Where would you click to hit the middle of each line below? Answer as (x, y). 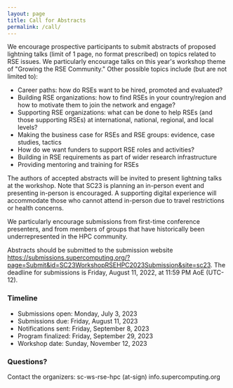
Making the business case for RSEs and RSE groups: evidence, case (116, 135)
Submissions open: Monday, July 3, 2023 (77, 314)
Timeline (22, 298)
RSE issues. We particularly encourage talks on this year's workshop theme (116, 62)
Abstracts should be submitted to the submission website (90, 250)
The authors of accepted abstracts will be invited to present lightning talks (115, 178)
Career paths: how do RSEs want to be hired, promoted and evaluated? (120, 90)
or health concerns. (36, 208)
